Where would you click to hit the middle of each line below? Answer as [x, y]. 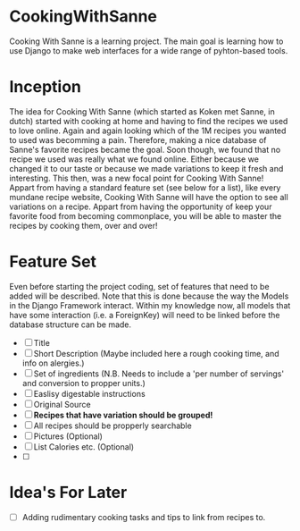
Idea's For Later [68, 493]
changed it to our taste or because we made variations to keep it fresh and [146, 168]
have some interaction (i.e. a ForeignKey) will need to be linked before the [145, 315]
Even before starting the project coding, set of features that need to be [139, 286]
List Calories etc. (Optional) [84, 447]
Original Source [62, 404]
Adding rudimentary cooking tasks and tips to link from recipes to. [144, 517]
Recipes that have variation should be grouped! [123, 415]
